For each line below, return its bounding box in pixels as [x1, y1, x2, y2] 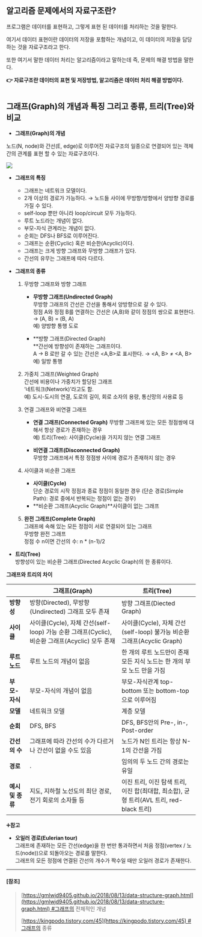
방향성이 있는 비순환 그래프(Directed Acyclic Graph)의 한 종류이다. [14, 558, 173, 566]
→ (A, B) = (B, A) [32, 315, 74, 323]
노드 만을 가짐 [128, 666, 165, 675]
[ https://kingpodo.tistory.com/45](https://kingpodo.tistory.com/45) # [20, 917, 191, 924]
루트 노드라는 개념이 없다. [23, 217, 84, 224]
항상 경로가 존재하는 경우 [44, 426, 102, 434]
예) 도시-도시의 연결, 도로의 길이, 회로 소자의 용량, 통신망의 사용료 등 [23, 393, 184, 400]
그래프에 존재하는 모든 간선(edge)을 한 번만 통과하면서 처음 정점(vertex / [14, 842, 186, 849]
